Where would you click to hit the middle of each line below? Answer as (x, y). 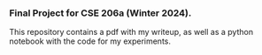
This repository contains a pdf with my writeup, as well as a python (131, 32)
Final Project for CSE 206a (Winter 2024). (100, 13)
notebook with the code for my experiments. (90, 41)
